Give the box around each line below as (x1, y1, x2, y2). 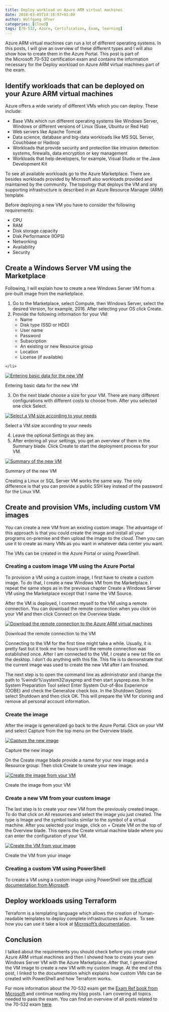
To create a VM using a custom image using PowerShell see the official (5, 877, 152, 883)
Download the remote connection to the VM (5, 630, 96, 636)
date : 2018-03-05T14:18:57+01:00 (5, 12, 75, 17)
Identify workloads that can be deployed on (5, 81, 144, 90)
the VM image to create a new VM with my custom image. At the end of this (5, 965, 162, 971)
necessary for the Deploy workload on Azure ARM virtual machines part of (5, 62, 160, 68)
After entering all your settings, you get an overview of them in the (12, 437, 150, 443)
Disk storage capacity (12, 228, 58, 234)
